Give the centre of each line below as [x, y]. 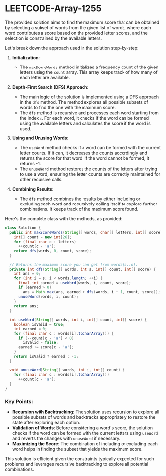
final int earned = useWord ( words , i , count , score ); [75, 283]
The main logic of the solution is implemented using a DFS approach [89, 97]
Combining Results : [33, 189]
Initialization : [26, 57]
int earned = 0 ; [31, 329]
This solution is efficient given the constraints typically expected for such [80, 459]
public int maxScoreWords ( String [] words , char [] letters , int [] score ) [86, 232]
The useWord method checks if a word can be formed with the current [90, 147]
